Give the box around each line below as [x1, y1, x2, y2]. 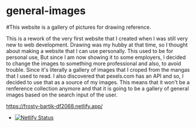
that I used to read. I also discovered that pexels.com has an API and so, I [6, 72, 184, 79]
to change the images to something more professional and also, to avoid [6, 60, 181, 67]
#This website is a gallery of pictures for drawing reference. [6, 24, 151, 31]
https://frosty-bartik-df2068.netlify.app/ [6, 102, 103, 109]
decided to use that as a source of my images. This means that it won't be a [6, 78, 190, 86]
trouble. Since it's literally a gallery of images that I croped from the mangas [6, 66, 190, 73]
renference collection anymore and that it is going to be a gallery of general [6, 85, 190, 92]
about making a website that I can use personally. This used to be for [6, 47, 174, 54]
